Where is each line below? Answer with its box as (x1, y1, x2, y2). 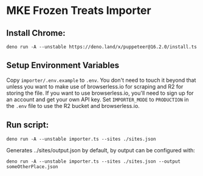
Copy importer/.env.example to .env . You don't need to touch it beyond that (6, 76, 196, 84)
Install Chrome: (6, 28, 66, 38)
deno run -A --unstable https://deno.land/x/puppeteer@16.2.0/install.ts (6, 44, 198, 50)
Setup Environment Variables (6, 60, 120, 70)
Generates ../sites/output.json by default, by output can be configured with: (6, 146, 196, 154)
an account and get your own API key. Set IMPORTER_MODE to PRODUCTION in (6, 95, 190, 103)
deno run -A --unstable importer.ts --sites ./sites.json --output (6, 158, 181, 164)
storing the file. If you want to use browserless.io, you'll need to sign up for (6, 89, 194, 96)
